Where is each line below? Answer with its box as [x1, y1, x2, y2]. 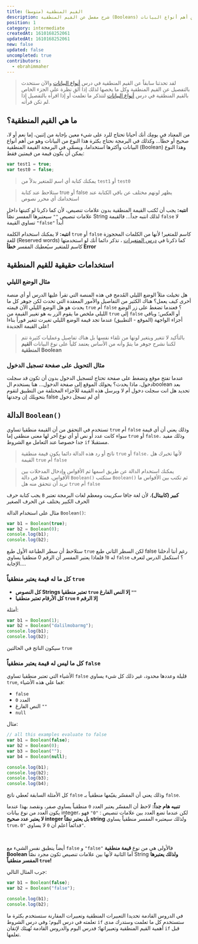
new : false [6, 42, 33, 48]
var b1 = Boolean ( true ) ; [6, 520, 68, 526]
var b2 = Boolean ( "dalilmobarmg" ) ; [6, 623, 94, 629]
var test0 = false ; [6, 167, 55, 173]
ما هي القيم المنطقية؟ [6, 115, 78, 126]
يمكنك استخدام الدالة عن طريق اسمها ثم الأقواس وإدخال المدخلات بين [21, 467, 174, 474]
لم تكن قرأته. [21, 98, 51, 105]
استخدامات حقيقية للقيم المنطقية [6, 260, 114, 270]
